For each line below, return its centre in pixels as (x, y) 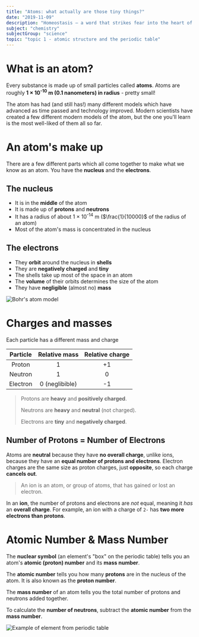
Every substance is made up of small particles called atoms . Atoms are (93, 85)
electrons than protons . (36, 516)
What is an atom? (50, 69)
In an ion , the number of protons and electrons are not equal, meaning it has (99, 503)
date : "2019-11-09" (30, 17)
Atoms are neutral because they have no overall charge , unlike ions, (90, 455)
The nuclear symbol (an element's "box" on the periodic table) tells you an (98, 556)
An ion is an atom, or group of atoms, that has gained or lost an (98, 485)
